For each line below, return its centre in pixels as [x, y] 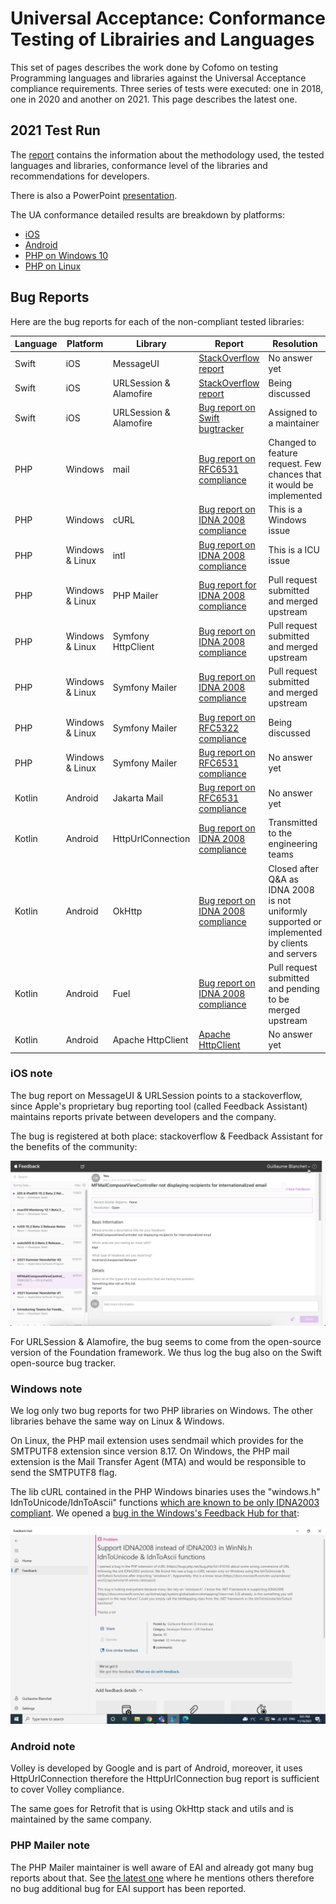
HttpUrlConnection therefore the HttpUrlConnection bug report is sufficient [165, 1779]
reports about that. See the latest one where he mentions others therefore [162, 1878]
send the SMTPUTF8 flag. [64, 1472]
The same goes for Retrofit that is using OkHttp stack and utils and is [152, 1809]
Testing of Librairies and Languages [162, 39]
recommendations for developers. [80, 176]
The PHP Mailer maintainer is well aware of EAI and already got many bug [162, 1867]
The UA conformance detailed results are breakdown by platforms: [147, 214]
